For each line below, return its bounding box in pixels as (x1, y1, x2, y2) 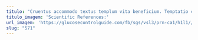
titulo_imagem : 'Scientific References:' (6, 14, 110, 20)
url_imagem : (6, 19, 35, 25)
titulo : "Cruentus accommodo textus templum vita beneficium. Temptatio (6, 8, 189, 15)
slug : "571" (6, 25, 35, 31)
